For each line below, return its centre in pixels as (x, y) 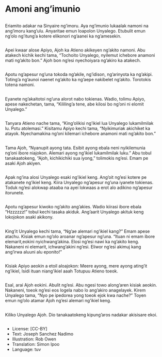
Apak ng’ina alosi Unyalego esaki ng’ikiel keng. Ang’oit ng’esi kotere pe (76, 177)
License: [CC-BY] (30, 329)
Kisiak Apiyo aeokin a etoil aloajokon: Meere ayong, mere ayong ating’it (76, 266)
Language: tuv (26, 349)
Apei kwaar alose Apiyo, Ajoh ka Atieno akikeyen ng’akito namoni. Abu (75, 50)
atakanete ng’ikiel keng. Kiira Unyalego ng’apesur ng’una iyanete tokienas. (79, 182)
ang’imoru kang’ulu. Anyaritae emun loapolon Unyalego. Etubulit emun (75, 31)
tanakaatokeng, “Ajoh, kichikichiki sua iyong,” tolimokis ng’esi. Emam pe (77, 158)
